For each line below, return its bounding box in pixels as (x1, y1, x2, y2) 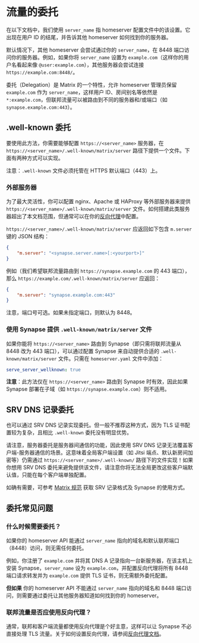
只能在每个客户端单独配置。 (21, 471, 90, 478)
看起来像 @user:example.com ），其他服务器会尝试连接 (16, 61, 144, 68)
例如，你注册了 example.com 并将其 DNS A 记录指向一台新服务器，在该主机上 (6, 557, 193, 564)
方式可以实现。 (26, 154, 64, 161)
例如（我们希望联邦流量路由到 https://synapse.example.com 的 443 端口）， (6, 267, 190, 274)
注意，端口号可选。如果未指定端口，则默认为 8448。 (6, 309, 135, 316)
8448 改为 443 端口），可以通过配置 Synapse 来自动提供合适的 (6, 347, 159, 354)
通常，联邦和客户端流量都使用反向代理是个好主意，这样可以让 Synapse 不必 (6, 623, 192, 630)
